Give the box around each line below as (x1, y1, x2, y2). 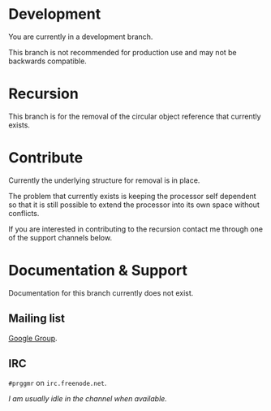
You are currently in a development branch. (8, 32, 153, 41)
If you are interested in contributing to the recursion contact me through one (8, 224, 264, 234)
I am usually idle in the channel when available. (8, 394, 168, 404)
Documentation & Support (8, 262, 188, 279)
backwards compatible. (8, 56, 87, 66)
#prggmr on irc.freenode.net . (8, 379, 107, 388)
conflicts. (8, 208, 40, 218)
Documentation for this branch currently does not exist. (8, 288, 194, 297)
